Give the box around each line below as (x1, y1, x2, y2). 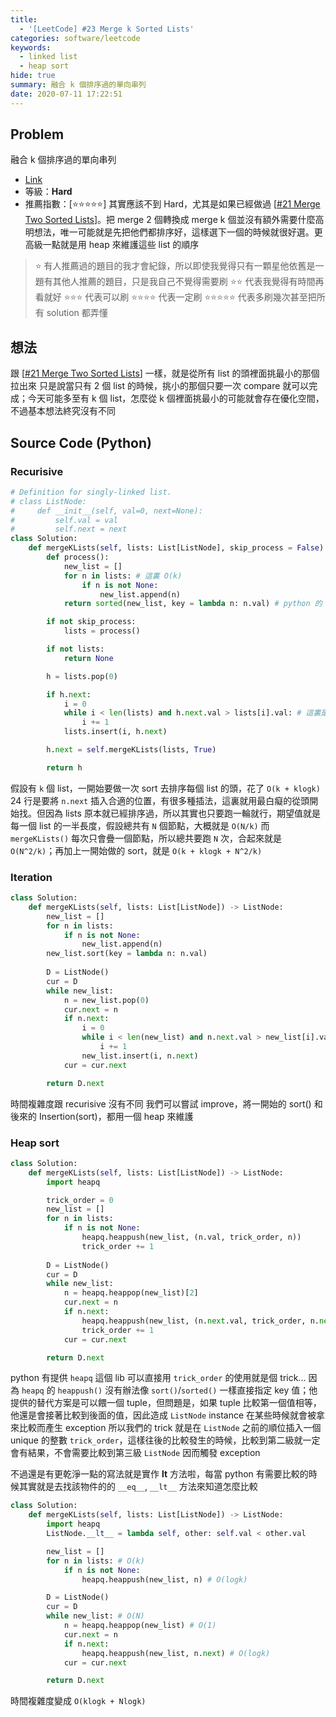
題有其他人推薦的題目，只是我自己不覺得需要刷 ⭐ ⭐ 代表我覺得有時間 (34, 276, 316, 288)
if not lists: (46, 644, 105, 655)
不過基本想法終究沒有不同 (10, 405, 116, 417)
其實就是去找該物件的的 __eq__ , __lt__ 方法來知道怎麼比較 (18, 1481, 258, 1493)
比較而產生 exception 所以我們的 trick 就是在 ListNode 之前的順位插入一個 (18, 1422, 322, 1434)
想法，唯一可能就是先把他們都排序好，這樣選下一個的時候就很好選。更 (33, 226, 323, 238)
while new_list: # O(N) (46, 1611, 145, 1621)
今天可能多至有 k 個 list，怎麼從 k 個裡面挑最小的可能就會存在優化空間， (27, 392, 325, 405)
